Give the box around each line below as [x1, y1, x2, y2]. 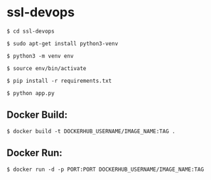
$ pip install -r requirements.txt [6, 77, 112, 84]
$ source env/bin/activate [6, 64, 87, 72]
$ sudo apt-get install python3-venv [6, 40, 119, 47]
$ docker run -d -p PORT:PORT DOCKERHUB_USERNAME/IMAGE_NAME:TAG [6, 166, 204, 173]
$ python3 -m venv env [6, 52, 74, 60]
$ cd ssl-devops [6, 28, 55, 35]
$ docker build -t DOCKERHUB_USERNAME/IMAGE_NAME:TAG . [6, 128, 175, 135]
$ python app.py [6, 89, 55, 96]
